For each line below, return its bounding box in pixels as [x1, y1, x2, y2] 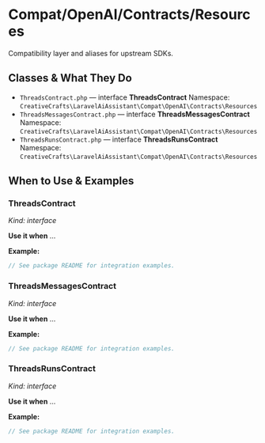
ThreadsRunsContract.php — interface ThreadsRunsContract [19, 134, 218, 144]
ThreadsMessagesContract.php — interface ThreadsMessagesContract [19, 109, 251, 119]
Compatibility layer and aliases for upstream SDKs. [8, 48, 174, 58]
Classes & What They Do [8, 71, 132, 85]
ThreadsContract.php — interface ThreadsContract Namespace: [19, 93, 230, 102]
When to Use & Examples [8, 174, 134, 187]
